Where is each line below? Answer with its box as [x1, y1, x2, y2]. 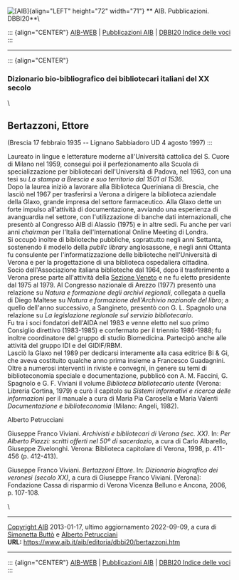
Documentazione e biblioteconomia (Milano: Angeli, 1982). [7, 402, 179, 411]
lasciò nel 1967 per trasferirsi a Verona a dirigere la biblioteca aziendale [7, 190, 217, 199]
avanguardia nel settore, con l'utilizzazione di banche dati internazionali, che [7, 213, 232, 221]
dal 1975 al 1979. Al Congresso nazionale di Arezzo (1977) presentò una [7, 281, 216, 290]
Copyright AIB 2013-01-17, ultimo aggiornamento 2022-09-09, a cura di [7, 523, 217, 532]
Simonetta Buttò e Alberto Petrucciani [7, 530, 118, 539]
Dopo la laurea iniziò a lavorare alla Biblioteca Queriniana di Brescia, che [7, 182, 219, 191]
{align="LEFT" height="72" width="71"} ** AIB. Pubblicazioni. [28, 7, 210, 15]
